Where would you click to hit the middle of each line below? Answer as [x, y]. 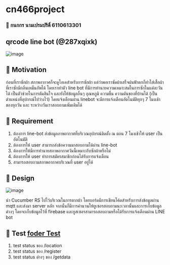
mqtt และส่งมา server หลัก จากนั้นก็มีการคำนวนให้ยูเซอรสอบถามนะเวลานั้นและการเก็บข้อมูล [84, 206]
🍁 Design [20, 178]
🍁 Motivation [26, 70]
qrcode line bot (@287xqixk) [52, 42]
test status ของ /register [37, 251]
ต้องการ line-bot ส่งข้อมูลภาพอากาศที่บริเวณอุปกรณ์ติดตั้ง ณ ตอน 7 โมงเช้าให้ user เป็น [88, 134]
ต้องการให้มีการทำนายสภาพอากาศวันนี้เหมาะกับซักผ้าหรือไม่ [62, 150]
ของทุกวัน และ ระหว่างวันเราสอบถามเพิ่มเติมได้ [44, 105]
